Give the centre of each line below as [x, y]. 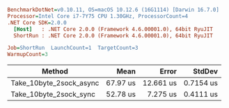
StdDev [205, 71]
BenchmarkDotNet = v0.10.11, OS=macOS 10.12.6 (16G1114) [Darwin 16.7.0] [113, 10]
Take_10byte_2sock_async [55, 83]
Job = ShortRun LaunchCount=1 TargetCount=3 [73, 48]
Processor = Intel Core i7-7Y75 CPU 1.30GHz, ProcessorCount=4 [98, 16]
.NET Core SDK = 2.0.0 [37, 22]
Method [55, 71]
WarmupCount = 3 [28, 55]
